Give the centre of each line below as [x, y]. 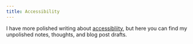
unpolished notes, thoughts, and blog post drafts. [67, 34]
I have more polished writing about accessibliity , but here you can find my [97, 28]
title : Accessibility [33, 11]
